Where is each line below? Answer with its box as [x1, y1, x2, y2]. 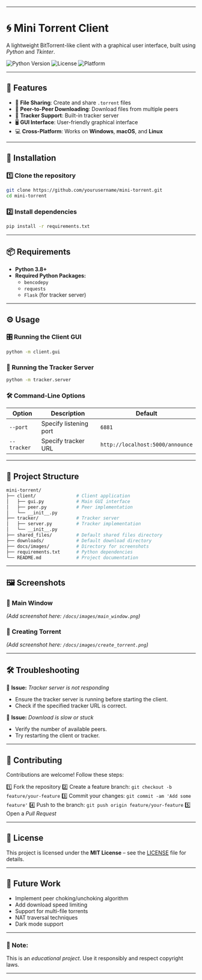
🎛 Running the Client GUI [6, 333, 82, 341]
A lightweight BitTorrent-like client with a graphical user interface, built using [6, 42, 196, 49]
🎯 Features [6, 83, 47, 93]
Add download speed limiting [14, 901, 88, 908]
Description [50, 409, 85, 418]
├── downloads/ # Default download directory [6, 537, 152, 543]
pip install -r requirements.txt [6, 224, 90, 230]
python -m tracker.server [6, 377, 71, 383]
